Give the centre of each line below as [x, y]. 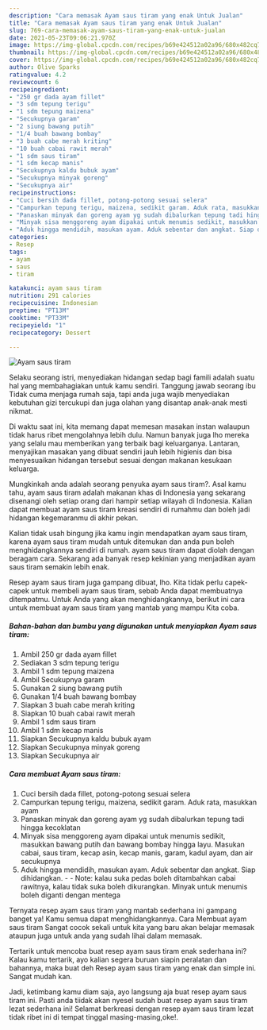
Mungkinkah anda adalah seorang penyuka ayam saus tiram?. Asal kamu [128, 484]
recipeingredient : [39, 89]
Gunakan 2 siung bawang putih [71, 689]
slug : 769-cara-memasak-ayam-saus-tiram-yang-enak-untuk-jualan [117, 30]
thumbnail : [27, 52]
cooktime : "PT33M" [39, 318]
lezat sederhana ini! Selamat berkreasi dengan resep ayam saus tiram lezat [132, 1009]
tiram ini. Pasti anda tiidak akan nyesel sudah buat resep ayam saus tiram [128, 1001]
